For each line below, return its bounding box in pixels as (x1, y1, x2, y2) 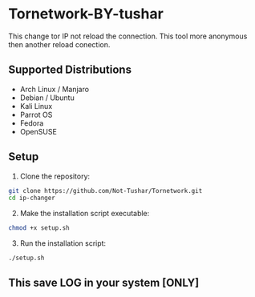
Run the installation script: (19, 239, 107, 248)
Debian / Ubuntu (19, 93, 75, 102)
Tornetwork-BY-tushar (8, 5, 164, 23)
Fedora (19, 118, 44, 128)
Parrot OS (19, 110, 53, 119)
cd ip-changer (8, 194, 56, 203)
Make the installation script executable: (19, 209, 150, 219)
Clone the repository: (19, 171, 91, 181)
